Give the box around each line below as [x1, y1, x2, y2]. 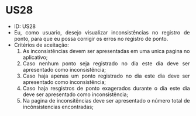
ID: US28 [13, 23, 36, 30]
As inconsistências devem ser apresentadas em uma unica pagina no [22, 47, 190, 54]
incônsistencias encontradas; [22, 103, 94, 110]
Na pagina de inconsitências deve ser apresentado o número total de [22, 97, 190, 104]
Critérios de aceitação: [13, 41, 69, 48]
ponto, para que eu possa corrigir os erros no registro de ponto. [13, 35, 169, 42]
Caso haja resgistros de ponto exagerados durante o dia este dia [22, 85, 190, 92]
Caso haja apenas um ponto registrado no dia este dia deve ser [22, 72, 190, 79]
